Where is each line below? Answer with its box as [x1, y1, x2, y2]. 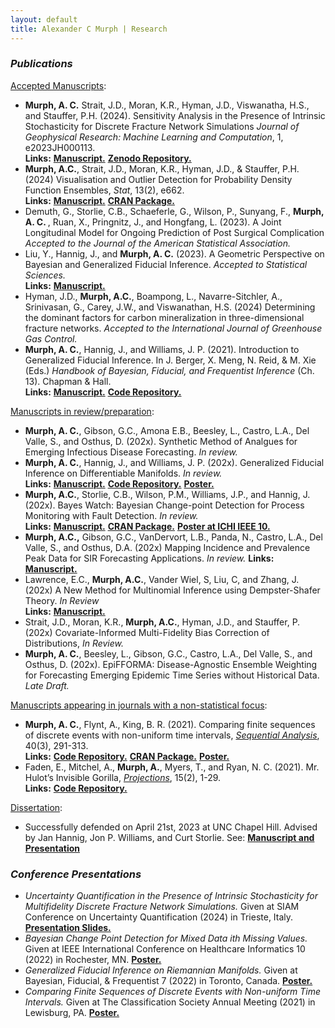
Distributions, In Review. [24, 637, 124, 649]
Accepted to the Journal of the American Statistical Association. [24, 237, 292, 249]
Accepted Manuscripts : [10, 79, 107, 91]
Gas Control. [24, 332, 78, 345]
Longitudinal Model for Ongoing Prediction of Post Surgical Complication [24, 226, 325, 238]
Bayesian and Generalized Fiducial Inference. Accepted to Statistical [24, 258, 308, 270]
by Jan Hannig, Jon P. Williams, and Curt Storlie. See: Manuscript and [24, 831, 315, 843]
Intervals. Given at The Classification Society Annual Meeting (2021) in [24, 996, 316, 1008]
